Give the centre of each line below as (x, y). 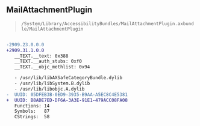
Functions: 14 (32, 106)
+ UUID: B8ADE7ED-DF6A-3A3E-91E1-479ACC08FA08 (67, 100)
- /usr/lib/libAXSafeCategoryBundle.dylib (68, 78)
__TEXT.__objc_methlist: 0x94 (52, 67)
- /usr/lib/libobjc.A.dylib (49, 89)
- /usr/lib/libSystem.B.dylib (52, 83)
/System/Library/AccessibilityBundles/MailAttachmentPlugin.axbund (107, 23)
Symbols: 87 (32, 111)
